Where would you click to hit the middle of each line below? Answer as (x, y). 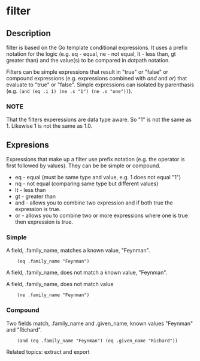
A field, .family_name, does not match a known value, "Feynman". (87, 273)
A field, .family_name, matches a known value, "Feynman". (78, 251)
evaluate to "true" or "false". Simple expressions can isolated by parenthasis (100, 85)
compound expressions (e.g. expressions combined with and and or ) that (97, 78)
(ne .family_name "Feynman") (53, 295)
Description (28, 33)
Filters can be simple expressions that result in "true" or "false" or (87, 72)
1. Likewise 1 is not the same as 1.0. (49, 126)
